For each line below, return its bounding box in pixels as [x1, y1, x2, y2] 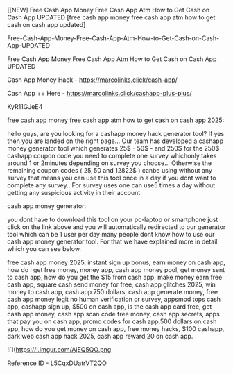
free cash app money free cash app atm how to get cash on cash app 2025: [7, 116, 225, 124]
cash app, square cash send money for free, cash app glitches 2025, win [7, 280, 216, 289]
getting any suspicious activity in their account [7, 189, 141, 196]
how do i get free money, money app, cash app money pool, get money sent [7, 266, 225, 273]
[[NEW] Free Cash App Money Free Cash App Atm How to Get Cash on [7, 6, 210, 14]
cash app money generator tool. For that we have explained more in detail [7, 237, 218, 246]
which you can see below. [7, 245, 82, 253]
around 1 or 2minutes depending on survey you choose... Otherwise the [7, 159, 212, 167]
